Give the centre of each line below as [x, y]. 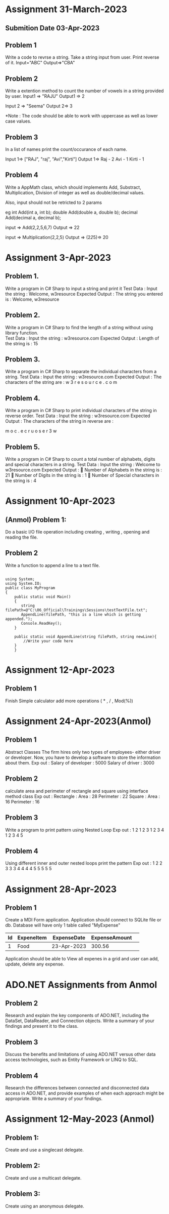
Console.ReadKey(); [41, 623]
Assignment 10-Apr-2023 [60, 501]
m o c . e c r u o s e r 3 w [31, 431]
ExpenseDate [69, 938]
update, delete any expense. [35, 964]
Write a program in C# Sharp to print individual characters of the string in [81, 411]
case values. [18, 121]
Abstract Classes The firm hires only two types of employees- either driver [83, 752]
